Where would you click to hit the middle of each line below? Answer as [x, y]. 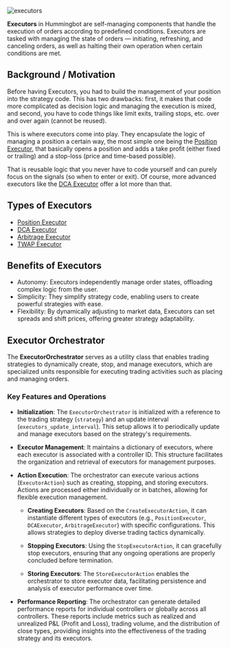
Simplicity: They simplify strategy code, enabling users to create [108, 297]
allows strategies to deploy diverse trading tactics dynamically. [116, 532]
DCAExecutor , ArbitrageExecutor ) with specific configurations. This [121, 525]
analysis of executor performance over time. [90, 588]
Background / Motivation [61, 75]
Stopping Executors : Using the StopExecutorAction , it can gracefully [124, 545]
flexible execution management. [62, 497]
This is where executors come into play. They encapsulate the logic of [106, 134]
